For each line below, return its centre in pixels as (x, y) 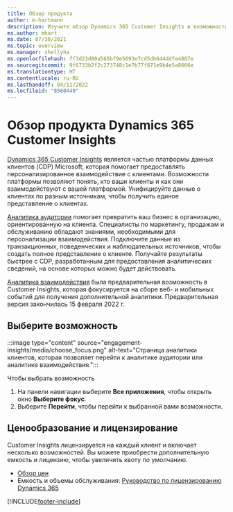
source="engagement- (110, 342)
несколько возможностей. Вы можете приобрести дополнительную (108, 452)
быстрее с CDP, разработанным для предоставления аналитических (110, 262)
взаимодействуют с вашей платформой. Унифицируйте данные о (104, 189)
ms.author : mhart (32, 33)
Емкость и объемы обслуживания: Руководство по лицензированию (119, 480)
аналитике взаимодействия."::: (53, 364)
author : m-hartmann (35, 20)
